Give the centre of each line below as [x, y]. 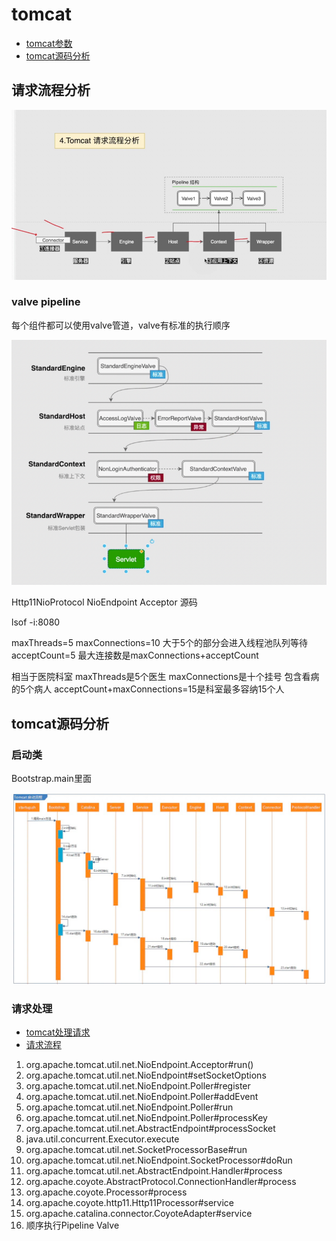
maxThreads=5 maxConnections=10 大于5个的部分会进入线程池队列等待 [160, 643]
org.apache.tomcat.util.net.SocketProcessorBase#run [136, 1150]
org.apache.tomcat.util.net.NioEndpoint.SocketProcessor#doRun [159, 1160]
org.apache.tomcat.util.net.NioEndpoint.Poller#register [138, 1086]
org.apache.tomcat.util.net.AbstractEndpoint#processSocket [150, 1129]
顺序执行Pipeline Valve [72, 1225]
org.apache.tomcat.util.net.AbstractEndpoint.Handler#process [154, 1171]
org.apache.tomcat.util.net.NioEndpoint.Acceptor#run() [139, 1065]
